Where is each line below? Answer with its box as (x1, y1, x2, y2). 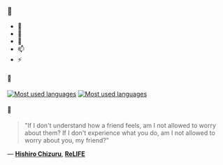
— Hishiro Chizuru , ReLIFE (7, 150, 85, 158)
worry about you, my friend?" (24, 136, 110, 144)
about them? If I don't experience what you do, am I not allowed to (24, 129, 215, 137)
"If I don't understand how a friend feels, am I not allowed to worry (24, 121, 217, 129)
